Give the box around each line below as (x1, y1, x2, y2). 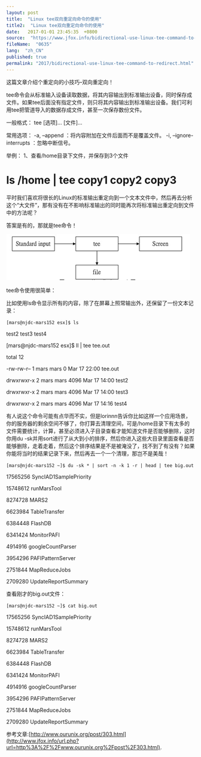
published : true (6, 54, 47, 60)
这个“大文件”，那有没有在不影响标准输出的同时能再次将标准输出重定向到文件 (6, 201, 194, 208)
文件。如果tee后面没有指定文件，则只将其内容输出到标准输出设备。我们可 (6, 98, 187, 106)
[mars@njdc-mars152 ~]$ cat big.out (6, 603, 98, 609)
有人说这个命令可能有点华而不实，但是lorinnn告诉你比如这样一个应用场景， (6, 412, 191, 420)
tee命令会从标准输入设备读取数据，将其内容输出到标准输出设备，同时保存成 (6, 91, 193, 98)
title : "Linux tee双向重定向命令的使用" (6, 16, 102, 22)
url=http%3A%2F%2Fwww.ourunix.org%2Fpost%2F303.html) (6, 743, 160, 750)
